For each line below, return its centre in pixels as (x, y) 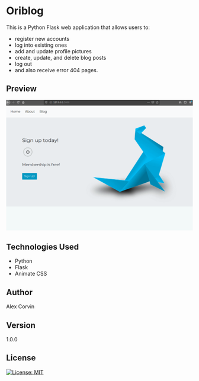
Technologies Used (42, 247)
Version (21, 325)
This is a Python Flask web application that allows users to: (78, 27)
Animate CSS (31, 274)
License (21, 358)
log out (23, 64)
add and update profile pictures (53, 51)
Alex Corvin (20, 306)
